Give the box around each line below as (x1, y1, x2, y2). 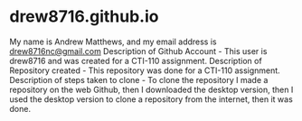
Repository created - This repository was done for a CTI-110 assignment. (9, 65, 280, 76)
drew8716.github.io (9, 6, 159, 27)
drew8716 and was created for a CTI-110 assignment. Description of (9, 55, 262, 66)
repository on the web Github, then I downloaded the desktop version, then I (9, 84, 294, 95)
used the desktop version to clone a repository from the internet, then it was (9, 93, 294, 105)
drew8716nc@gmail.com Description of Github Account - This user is (9, 45, 268, 56)
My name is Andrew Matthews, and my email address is (9, 36, 217, 47)
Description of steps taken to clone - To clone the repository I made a (9, 74, 269, 85)
